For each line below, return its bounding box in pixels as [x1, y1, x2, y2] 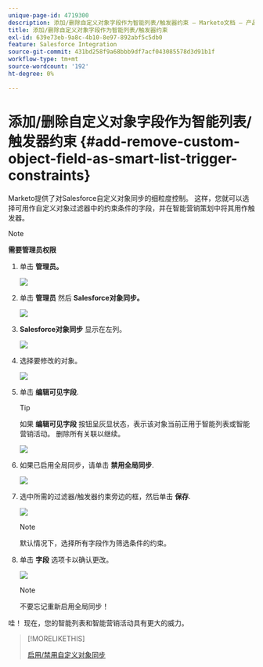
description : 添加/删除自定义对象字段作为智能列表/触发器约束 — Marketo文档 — [8, 19, 243, 27]
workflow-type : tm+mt [8, 56, 79, 64]
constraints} [8, 166, 92, 184]
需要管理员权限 [8, 245, 56, 254]
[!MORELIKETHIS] [27, 633, 85, 643]
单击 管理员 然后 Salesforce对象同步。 [19, 293, 144, 302]
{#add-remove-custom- [79, 133, 240, 150]
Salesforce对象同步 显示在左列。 [19, 324, 127, 333]
